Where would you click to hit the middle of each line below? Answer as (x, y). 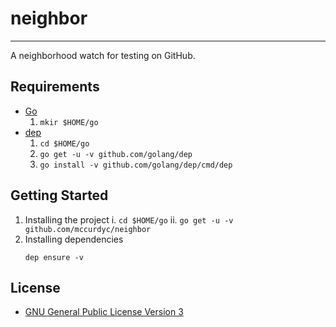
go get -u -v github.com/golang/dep (116, 154)
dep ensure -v (54, 257)
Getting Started (59, 195)
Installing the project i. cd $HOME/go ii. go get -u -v (129, 219)
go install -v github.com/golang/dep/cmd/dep (136, 165)
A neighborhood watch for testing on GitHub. (103, 55)
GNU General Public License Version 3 (104, 312)
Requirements (55, 87)
